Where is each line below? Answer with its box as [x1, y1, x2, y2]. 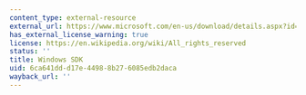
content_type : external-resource [9, 13, 137, 23]
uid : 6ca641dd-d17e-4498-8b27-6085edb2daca [9, 64, 178, 73]
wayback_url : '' [9, 72, 71, 81]
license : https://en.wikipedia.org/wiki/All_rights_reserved [9, 38, 247, 48]
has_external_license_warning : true [9, 30, 148, 39]
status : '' [9, 47, 51, 56]
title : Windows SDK [9, 55, 84, 64]
